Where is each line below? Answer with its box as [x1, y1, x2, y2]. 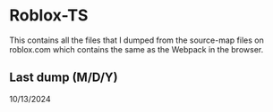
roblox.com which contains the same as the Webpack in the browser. [9, 44, 264, 54]
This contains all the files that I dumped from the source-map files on [9, 35, 264, 45]
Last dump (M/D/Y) [9, 70, 118, 85]
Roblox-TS [9, 5, 89, 26]
